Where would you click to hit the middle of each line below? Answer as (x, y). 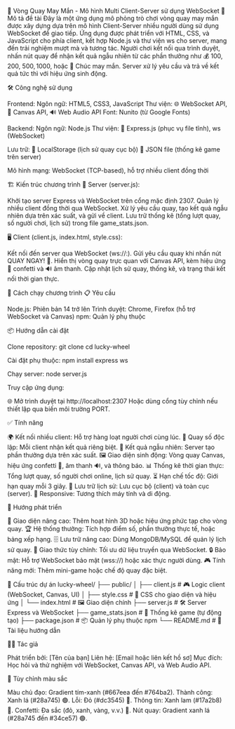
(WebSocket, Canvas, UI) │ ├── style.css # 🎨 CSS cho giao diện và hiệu (112, 594)
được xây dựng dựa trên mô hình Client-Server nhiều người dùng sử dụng (113, 26)
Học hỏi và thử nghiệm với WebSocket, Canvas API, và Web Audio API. (109, 665)
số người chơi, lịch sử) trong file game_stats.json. (78, 223)
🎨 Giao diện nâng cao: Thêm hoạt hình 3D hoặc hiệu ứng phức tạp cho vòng (117, 521)
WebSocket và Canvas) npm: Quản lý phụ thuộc (76, 316)
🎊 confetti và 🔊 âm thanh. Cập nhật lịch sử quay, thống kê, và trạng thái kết (116, 269)
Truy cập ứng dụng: (36, 387)
